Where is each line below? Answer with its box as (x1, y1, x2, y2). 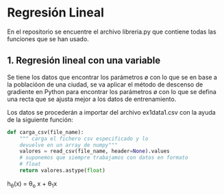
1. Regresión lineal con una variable (7, 55, 161, 67)
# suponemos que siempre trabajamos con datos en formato (19, 154, 188, 161)
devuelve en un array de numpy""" (19, 141, 118, 148)
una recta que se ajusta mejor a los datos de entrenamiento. (7, 95, 177, 103)
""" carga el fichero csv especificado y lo (19, 135, 149, 142)
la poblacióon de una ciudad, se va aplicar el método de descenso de (7, 80, 203, 89)
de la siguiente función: (7, 115, 73, 124)
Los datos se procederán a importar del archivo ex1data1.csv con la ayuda (7, 108, 216, 116)
